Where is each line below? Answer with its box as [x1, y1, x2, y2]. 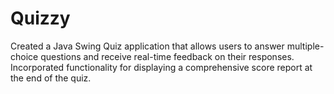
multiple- [286, 40, 325, 52]
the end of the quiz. [10, 72, 92, 84]
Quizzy [10, 7, 71, 30]
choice [10, 50, 39, 62]
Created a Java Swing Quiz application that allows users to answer [10, 40, 285, 52]
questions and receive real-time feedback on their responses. [40, 50, 295, 62]
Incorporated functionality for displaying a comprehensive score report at [10, 61, 313, 73]
